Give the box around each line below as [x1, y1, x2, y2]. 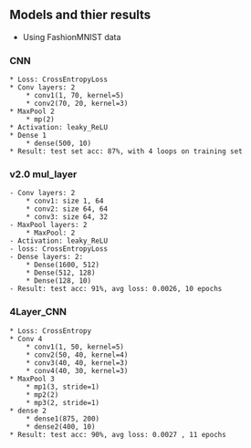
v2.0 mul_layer [9, 168, 78, 181]
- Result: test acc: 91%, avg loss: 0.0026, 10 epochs [9, 285, 223, 294]
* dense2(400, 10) [26, 422, 96, 432]
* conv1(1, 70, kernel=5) [26, 91, 125, 100]
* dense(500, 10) [26, 139, 92, 149]
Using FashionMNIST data [22, 31, 121, 42]
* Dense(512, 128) [26, 268, 96, 277]
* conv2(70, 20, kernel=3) [26, 99, 129, 109]
